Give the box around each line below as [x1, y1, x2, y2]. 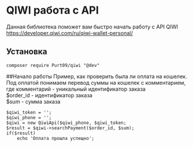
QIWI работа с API [6, 4, 99, 17]
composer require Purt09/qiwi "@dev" [6, 62, 100, 68]
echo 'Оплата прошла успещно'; [17, 135, 95, 141]
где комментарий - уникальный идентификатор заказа [6, 85, 146, 92]
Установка [6, 47, 48, 57]
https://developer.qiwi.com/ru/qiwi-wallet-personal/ [6, 29, 133, 36]
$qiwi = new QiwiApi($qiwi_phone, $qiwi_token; [6, 120, 127, 126]
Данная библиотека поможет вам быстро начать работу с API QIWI [6, 23, 179, 30]
